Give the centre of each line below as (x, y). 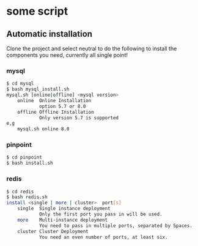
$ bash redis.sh (27, 197)
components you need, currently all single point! (67, 55)
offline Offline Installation (56, 112)
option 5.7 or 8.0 (62, 106)
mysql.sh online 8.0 (43, 129)
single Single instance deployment (64, 209)
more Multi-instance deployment (63, 220)
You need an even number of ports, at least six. (103, 237)
